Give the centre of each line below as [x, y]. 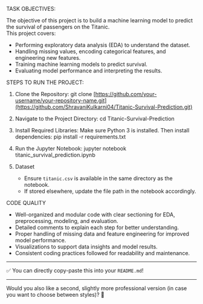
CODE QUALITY [26, 203]
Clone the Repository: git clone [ [55, 94]
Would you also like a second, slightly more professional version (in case [97, 288]
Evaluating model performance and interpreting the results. [89, 71]
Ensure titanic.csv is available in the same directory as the [98, 178]
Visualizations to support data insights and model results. [86, 247]
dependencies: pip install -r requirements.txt [70, 137]
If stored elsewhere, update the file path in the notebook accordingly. [110, 191]
